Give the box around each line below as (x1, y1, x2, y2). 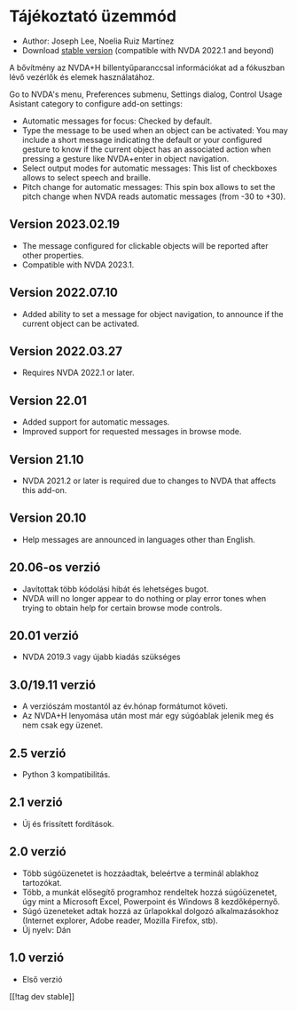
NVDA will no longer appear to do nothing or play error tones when (21, 593, 267, 603)
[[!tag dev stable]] (9, 991, 75, 1001)
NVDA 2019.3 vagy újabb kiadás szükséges (21, 651, 181, 663)
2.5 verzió (9, 745, 66, 760)
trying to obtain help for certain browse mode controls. (21, 602, 223, 613)
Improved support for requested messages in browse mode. (21, 426, 242, 437)
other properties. (21, 250, 84, 260)
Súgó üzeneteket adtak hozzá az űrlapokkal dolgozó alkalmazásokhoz (21, 905, 279, 916)
